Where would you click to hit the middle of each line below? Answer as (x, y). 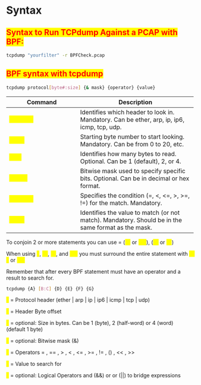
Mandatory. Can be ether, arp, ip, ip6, (132, 120)
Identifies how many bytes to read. (128, 154)
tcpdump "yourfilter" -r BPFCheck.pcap (56, 55)
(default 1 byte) (25, 329)
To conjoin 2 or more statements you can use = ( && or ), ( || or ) (90, 242)
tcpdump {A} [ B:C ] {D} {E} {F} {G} (50, 289)
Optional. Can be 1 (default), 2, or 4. (131, 161)
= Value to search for (36, 364)
